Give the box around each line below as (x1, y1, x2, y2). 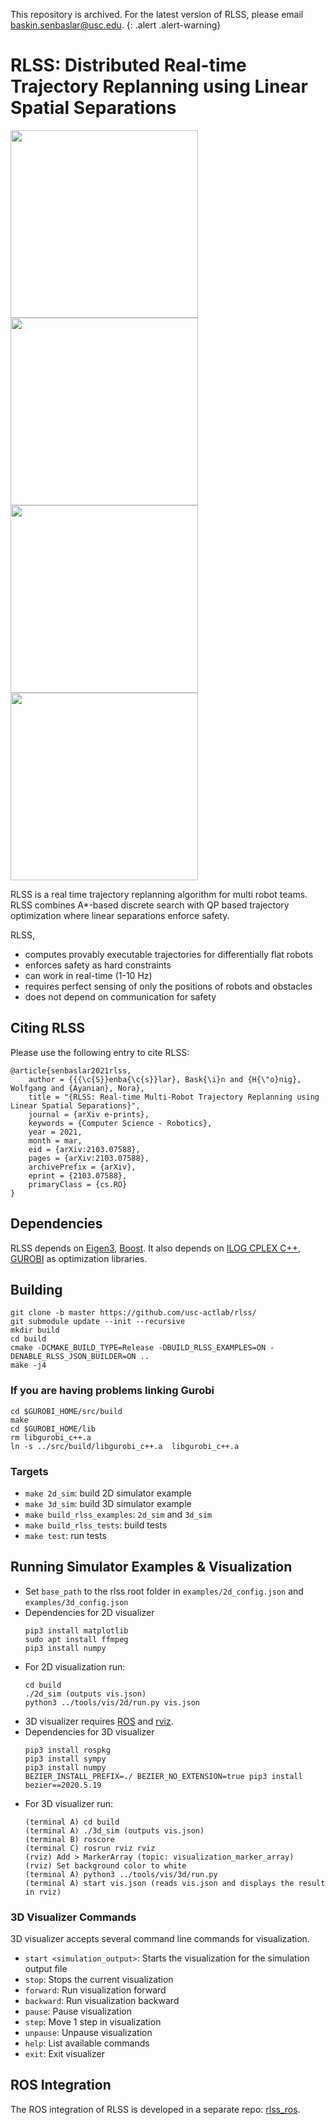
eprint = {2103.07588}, (28, 1170, 128, 1181)
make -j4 (10, 1360, 47, 1371)
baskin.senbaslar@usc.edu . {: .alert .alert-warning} (10, 19, 222, 31)
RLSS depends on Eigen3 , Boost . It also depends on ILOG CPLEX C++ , (10, 1242, 301, 1254)
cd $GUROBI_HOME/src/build (10, 1406, 123, 1416)
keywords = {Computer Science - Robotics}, (28, 1118, 213, 1128)
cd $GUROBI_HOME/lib (10, 1424, 97, 1434)
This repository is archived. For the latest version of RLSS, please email (10, 9, 304, 20)
